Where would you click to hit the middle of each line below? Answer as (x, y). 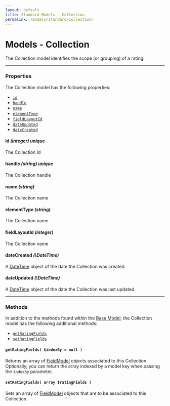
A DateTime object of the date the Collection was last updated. (70, 290)
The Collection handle (28, 175)
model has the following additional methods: (51, 323)
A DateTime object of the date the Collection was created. (66, 266)
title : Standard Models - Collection (45, 15)
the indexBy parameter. (29, 371)
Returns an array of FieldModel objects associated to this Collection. (76, 360)
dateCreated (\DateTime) (32, 255)
